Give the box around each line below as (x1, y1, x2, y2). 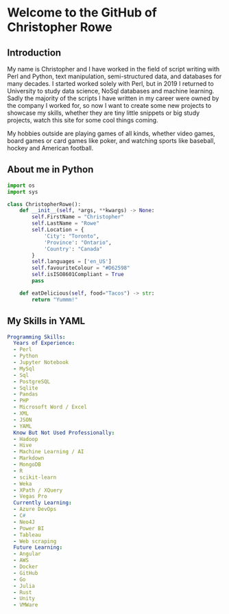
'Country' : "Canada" (43, 245, 103, 252)
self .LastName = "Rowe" (32, 220, 99, 227)
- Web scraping (13, 538, 57, 545)
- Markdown (13, 455, 45, 462)
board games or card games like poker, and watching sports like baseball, (7, 137, 216, 145)
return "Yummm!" (32, 296, 78, 303)
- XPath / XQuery (13, 486, 63, 494)
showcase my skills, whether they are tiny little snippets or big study (7, 109, 200, 117)
